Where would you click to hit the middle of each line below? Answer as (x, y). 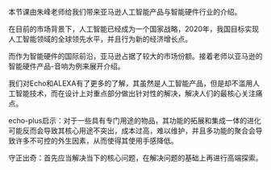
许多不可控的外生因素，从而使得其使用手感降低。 (96, 141)
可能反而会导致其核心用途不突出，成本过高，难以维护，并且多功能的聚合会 (132, 131)
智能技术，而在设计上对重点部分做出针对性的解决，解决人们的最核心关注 (135, 93)
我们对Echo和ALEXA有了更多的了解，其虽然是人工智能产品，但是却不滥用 (131, 83)
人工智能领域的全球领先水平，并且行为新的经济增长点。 (100, 39)
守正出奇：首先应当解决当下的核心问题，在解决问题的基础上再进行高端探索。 (135, 158)
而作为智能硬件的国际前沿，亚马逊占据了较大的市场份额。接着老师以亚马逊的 (135, 56)
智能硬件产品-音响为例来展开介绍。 (67, 66)
